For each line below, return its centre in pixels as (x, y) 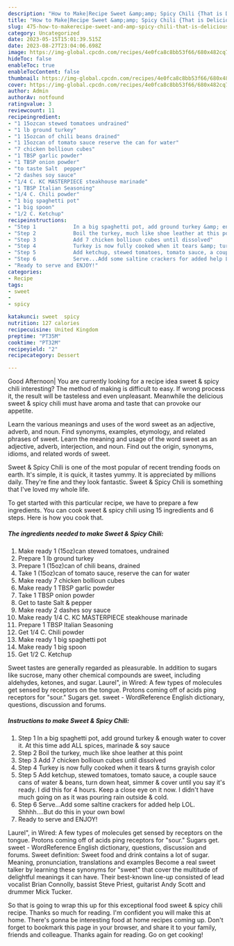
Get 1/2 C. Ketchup (45, 654)
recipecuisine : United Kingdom (53, 330)
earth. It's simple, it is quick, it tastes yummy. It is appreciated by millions (112, 475)
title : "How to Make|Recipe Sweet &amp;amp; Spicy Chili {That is (106, 20)
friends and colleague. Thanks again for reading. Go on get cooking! (106, 935)
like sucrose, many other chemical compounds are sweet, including (104, 675)
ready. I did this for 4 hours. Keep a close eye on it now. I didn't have (116, 790)
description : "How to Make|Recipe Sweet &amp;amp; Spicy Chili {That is (115, 14)
